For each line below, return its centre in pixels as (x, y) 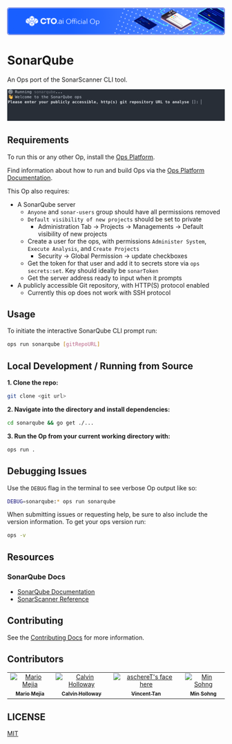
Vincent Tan (146, 694)
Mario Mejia (30, 694)
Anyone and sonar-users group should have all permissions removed (124, 212)
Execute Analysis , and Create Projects (84, 248)
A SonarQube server (46, 204)
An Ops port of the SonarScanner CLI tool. (67, 80)
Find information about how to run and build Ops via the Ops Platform (106, 170)
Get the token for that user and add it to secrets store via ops (114, 263)
